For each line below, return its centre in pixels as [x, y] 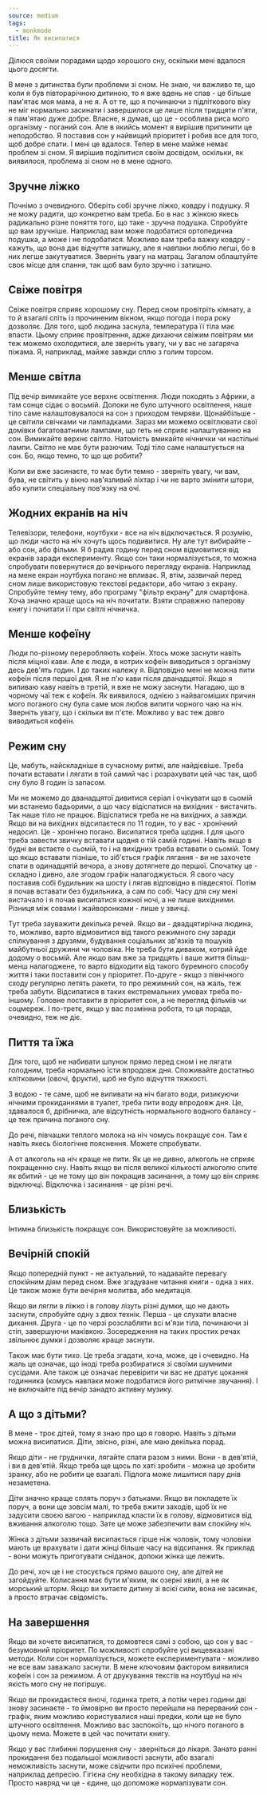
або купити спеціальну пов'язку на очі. [75, 488]
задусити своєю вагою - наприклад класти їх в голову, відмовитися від [130, 1515]
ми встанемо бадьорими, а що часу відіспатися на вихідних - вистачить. [133, 806]
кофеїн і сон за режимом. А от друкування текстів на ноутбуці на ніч [125, 1676]
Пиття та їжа [41, 1043]
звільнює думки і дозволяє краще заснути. [82, 1339]
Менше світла [45, 377]
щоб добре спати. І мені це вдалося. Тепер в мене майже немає [118, 144]
